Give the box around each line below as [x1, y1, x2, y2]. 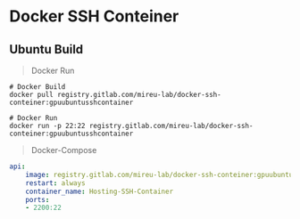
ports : [25, 195, 50, 204]
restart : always [25, 178, 87, 188]
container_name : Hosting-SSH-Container [25, 187, 174, 196]
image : [25, 170, 50, 179]
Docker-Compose [30, 145, 97, 155]
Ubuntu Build [9, 42, 84, 57]
